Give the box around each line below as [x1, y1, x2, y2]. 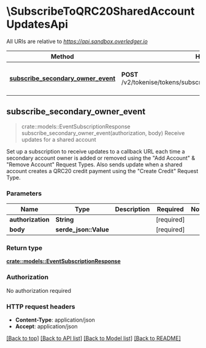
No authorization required [6, 287, 72, 294]
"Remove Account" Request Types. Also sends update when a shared [6, 161, 183, 168]
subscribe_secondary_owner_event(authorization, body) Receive [21, 129, 185, 136]
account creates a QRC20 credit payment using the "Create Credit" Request [6, 167, 199, 174]
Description [115, 205, 150, 214]
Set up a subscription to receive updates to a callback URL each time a [6, 147, 185, 155]
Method [50, 52, 75, 61]
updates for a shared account [21, 136, 96, 143]
